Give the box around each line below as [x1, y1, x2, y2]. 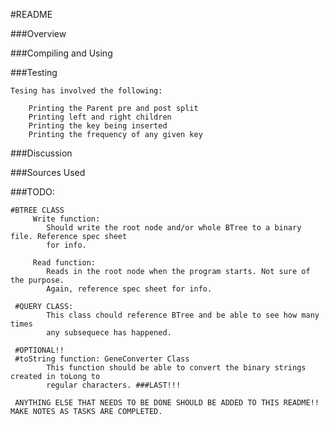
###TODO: [10, 186, 55, 198]
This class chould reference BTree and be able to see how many [46, 310, 320, 320]
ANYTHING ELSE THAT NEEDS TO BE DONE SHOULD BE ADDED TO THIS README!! [14, 398, 320, 408]
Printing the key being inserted [28, 121, 168, 131]
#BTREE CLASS [10, 205, 65, 215]
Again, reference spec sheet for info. [46, 284, 213, 294]
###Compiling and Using [10, 47, 113, 59]
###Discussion [10, 147, 73, 159]
